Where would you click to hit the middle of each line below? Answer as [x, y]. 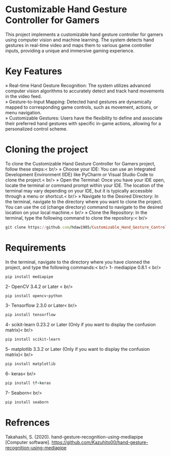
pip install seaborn [27, 402]
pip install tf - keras [28, 383]
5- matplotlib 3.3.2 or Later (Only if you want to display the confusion [78, 349]
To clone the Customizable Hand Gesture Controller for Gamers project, [80, 163]
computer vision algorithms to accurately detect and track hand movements [85, 91]
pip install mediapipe [29, 277]
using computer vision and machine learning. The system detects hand [80, 40]
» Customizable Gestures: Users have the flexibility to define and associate [84, 118]
